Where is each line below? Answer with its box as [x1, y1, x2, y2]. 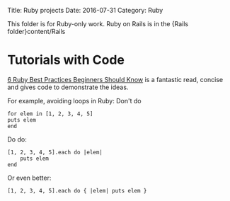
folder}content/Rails [7, 28, 66, 35]
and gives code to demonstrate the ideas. [7, 83, 129, 91]
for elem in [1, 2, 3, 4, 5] [7, 110, 93, 117]
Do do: [7, 134, 27, 144]
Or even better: [7, 173, 52, 182]
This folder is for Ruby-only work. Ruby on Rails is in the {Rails [7, 20, 189, 28]
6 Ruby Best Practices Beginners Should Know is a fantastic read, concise [7, 75, 224, 84]
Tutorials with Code [7, 52, 125, 68]
